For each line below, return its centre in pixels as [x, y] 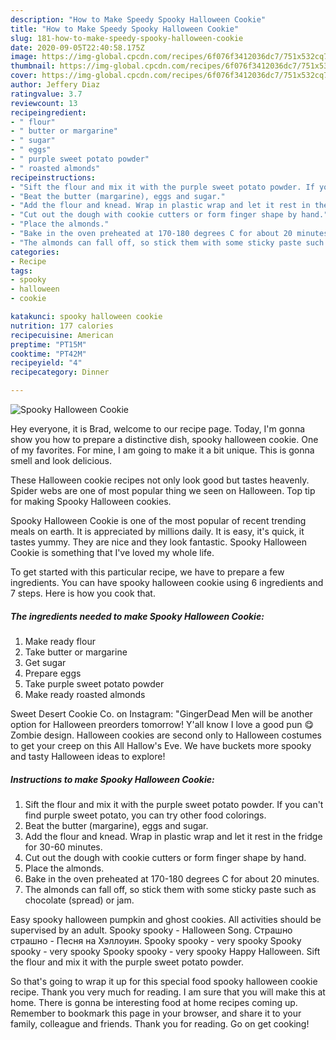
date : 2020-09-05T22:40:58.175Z [77, 47]
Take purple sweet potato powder [94, 683]
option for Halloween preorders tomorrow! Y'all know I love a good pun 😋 [162, 724]
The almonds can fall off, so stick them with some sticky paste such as [170, 889]
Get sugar [45, 662]
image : [24, 57]
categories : [35, 252]
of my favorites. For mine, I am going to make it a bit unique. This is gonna [162, 450]
